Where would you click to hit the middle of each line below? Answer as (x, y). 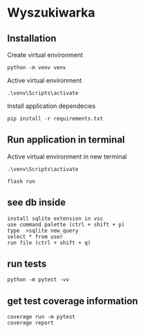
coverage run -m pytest (41, 317)
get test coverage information (72, 301)
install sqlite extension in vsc (55, 218)
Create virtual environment (45, 55)
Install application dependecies (51, 106)
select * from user (35, 237)
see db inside (37, 202)
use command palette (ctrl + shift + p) (66, 224)
